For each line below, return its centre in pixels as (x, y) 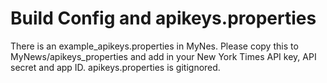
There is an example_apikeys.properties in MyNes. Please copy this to (154, 46)
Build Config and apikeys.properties (163, 18)
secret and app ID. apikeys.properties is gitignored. (115, 67)
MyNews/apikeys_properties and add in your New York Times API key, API (163, 56)
